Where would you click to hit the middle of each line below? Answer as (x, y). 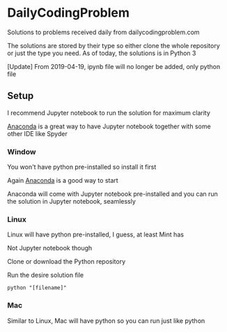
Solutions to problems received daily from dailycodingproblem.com (103, 32)
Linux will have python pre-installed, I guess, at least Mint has (96, 234)
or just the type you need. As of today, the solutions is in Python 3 (102, 53)
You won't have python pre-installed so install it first (82, 167)
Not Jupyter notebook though (50, 248)
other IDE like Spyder (37, 133)
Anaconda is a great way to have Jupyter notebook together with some (109, 126)
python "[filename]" (37, 288)
